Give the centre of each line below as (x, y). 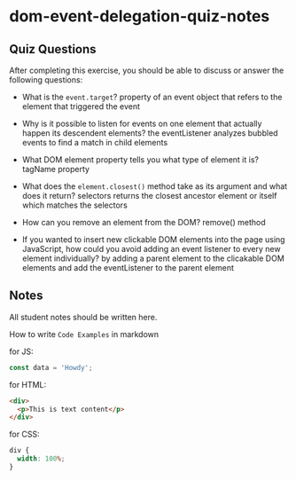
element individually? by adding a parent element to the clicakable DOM (153, 258)
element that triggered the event (81, 106)
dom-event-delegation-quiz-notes (140, 16)
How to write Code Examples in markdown (84, 334)
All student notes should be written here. (83, 317)
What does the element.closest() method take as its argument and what (155, 186)
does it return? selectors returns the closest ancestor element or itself (149, 196)
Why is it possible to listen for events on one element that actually (142, 123)
